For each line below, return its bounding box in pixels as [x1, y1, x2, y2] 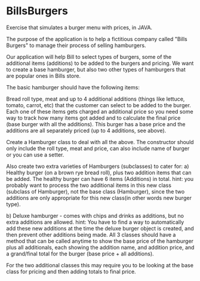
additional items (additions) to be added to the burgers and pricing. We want [6, 60, 194, 67]
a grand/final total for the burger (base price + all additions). [6, 250, 154, 257]
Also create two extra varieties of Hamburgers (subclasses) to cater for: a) [6, 163, 189, 170]
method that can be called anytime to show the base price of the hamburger [6, 237, 194, 245]
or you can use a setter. [6, 151, 64, 158]
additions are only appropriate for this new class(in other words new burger [6, 194, 192, 201]
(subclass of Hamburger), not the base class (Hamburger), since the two [6, 188, 185, 195]
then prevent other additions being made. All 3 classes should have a [6, 231, 176, 238]
